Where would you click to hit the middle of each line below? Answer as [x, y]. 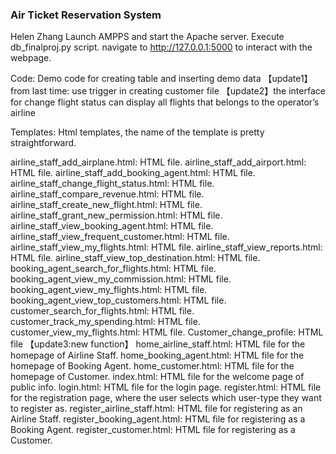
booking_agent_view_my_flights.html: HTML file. [109, 290]
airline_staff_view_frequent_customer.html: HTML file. [120, 237]
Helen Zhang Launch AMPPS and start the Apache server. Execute [147, 37]
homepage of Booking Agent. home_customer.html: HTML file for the [152, 366]
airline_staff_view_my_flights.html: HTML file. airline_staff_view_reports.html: [166, 247]
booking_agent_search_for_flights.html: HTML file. [113, 269]
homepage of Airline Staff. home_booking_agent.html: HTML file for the [157, 355]
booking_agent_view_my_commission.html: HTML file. [121, 279]
